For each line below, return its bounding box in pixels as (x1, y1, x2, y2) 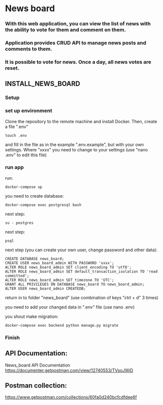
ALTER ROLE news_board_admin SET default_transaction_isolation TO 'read (5, 269, 158, 274)
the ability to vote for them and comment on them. (5, 26, 126, 33)
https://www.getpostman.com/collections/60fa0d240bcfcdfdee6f (5, 394, 137, 400)
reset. (5, 64, 19, 71)
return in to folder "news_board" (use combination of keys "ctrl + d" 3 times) (5, 295, 159, 300)
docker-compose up (5, 184, 42, 189)
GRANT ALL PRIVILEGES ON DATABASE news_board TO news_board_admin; (5, 282, 145, 287)
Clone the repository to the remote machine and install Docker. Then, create (5, 118, 157, 124)
